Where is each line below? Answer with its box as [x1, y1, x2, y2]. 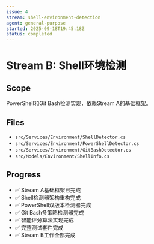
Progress [6, 170, 41, 180]
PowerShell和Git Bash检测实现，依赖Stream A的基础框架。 [6, 100, 152, 107]
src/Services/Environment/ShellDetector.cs [14, 134, 126, 140]
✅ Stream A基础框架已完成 [14, 186, 81, 194]
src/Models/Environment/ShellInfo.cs [14, 153, 110, 159]
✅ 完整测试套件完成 [14, 224, 64, 231]
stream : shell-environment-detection [6, 14, 101, 20]
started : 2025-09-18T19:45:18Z [6, 25, 85, 32]
